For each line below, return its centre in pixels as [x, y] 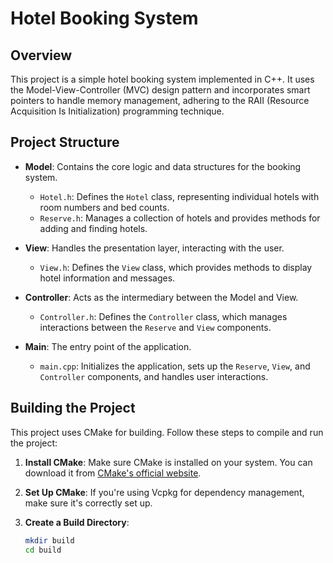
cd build [43, 550]
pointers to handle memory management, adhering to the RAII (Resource [160, 100]
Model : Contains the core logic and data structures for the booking [162, 166]
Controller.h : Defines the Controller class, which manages [163, 316]
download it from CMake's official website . [113, 473]
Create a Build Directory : [77, 522]
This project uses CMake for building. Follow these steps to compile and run [167, 432]
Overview [41, 55]
